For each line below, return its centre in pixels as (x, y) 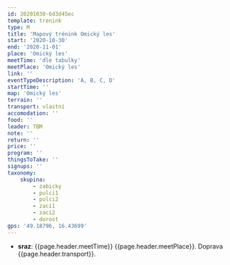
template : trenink (34, 21)
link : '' (20, 73)
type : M (19, 27)
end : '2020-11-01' (34, 47)
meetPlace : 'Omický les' (44, 67)
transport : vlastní (36, 107)
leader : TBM (25, 126)
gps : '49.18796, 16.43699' (47, 226)
